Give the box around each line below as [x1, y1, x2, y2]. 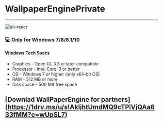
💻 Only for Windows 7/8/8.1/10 [5, 36, 80, 43]
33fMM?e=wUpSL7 [5, 110, 65, 119]
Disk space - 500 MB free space [12, 81, 77, 88]
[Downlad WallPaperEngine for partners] [5, 95, 130, 104]
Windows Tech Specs [5, 50, 50, 56]
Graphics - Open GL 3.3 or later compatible [12, 61, 98, 67]
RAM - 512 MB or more [12, 77, 58, 82]
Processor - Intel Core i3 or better [12, 66, 80, 72]
